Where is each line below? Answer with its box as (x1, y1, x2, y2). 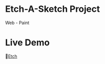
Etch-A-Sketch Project (5, 3, 101, 15)
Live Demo (5, 37, 50, 48)
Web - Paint (5, 20, 30, 26)
